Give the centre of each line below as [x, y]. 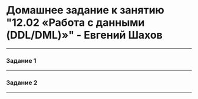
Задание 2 [22, 83]
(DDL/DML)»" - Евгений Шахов [85, 35]
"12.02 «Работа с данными [75, 23]
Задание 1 [21, 60]
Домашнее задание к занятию [85, 10]
